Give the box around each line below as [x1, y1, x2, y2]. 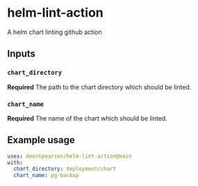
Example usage [7, 134, 75, 146]
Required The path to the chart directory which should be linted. [7, 83, 192, 91]
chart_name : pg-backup [13, 172, 79, 179]
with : [7, 159, 23, 166]
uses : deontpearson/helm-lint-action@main [7, 153, 132, 160]
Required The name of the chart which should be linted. [7, 114, 168, 122]
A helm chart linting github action [7, 28, 102, 36]
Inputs [7, 48, 36, 60]
